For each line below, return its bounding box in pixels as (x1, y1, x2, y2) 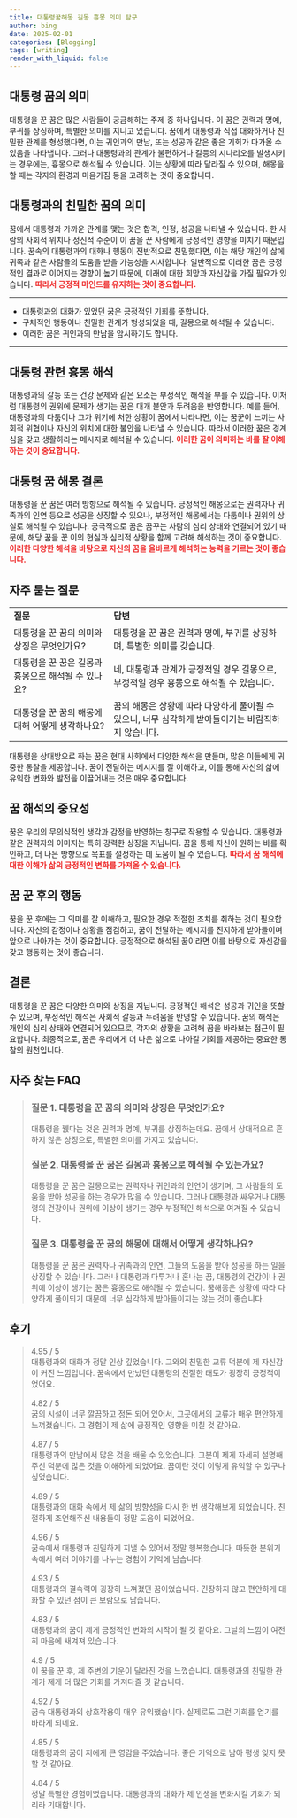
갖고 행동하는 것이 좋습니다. (9, 946, 104, 957)
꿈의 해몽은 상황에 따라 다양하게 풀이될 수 (113, 700, 275, 712)
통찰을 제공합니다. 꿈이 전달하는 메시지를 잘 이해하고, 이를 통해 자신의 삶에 (25, 762, 280, 773)
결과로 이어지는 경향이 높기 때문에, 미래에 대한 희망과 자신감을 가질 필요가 (25, 268, 278, 278)
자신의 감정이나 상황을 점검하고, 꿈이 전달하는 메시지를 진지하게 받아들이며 (27, 924, 283, 935)
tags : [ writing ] (9, 46, 69, 55)
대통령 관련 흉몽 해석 (9, 365, 114, 380)
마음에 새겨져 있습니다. (40, 1635, 119, 1646)
